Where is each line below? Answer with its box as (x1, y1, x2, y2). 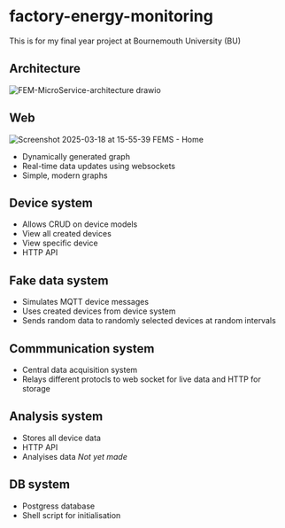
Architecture (9, 61, 81, 76)
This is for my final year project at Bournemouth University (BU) (9, 35, 242, 46)
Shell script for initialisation (21, 509, 121, 520)
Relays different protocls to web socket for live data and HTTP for (21, 374, 261, 384)
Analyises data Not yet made (21, 451, 128, 462)
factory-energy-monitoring (9, 6, 214, 27)
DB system (9, 477, 71, 493)
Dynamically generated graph (21, 151, 131, 161)
